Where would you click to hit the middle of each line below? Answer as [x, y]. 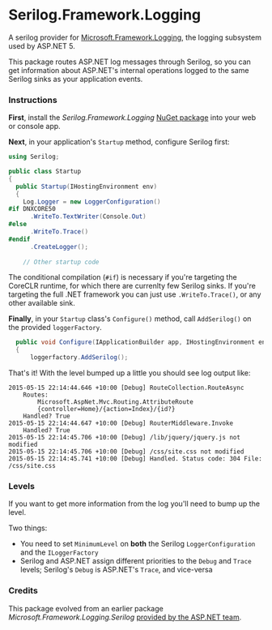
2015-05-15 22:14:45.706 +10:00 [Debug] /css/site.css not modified [126, 452]
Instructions [33, 100]
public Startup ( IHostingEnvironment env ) [87, 186]
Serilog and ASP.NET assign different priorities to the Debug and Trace [136, 561]
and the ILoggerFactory [59, 552]
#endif [19, 239]
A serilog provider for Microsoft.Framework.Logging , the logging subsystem [135, 37]
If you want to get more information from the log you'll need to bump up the [134, 504]
